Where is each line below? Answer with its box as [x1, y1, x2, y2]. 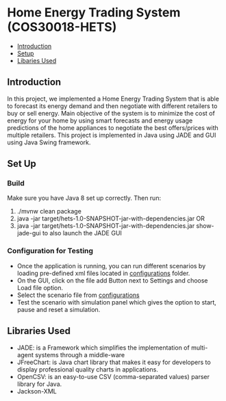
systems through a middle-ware [35, 350, 125, 359]
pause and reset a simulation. [16, 305, 101, 313]
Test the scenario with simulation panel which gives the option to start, [16, 298, 217, 306]
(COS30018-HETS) [7, 19, 117, 35]
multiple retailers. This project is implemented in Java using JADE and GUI [7, 131, 216, 139]
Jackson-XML [16, 387, 57, 395]
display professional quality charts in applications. [16, 365, 159, 374]
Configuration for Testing [7, 246, 94, 256]
